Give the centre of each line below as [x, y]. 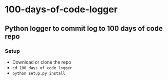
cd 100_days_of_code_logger [42, 68]
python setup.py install [39, 73]
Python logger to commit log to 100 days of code [84, 28]
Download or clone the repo [41, 62]
